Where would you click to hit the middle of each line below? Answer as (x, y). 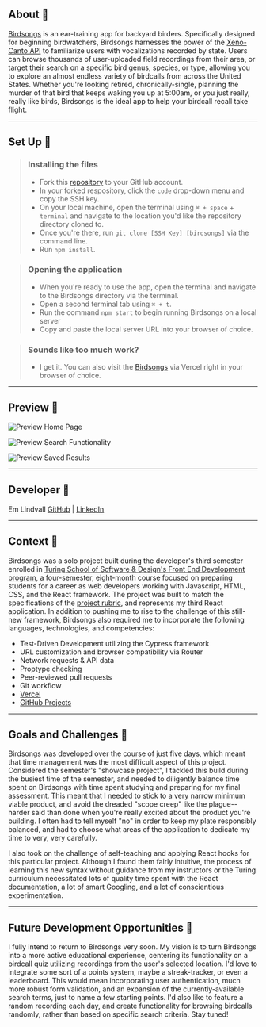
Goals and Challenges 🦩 (68, 734)
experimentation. (36, 895)
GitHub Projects (46, 702)
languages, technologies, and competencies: (82, 628)
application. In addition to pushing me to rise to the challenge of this (119, 611)
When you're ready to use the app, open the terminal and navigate (148, 287)
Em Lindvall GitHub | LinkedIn (56, 509)
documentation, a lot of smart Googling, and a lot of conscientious (116, 887)
